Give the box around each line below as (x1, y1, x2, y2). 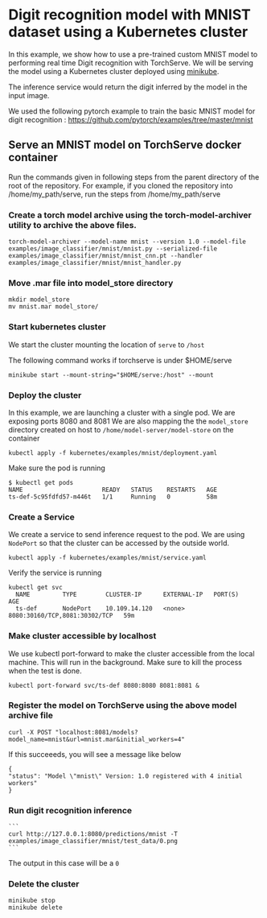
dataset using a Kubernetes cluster (8, 23, 249, 41)
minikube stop (8, 896, 56, 905)
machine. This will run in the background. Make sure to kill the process (8, 657, 243, 667)
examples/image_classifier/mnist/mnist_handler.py (8, 259, 182, 267)
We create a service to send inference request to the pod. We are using (8, 530, 245, 540)
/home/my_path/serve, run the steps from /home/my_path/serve (8, 189, 221, 199)
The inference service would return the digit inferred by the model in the (8, 82, 248, 92)
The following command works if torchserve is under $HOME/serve (8, 355, 232, 365)
